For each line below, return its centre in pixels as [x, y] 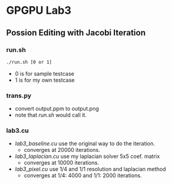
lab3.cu [17, 130]
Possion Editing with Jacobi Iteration [76, 33]
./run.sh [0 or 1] [29, 62]
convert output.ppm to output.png [57, 109]
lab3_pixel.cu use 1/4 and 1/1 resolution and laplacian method [90, 169]
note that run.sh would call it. [51, 115]
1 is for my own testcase [45, 80]
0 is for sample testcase [45, 73]
